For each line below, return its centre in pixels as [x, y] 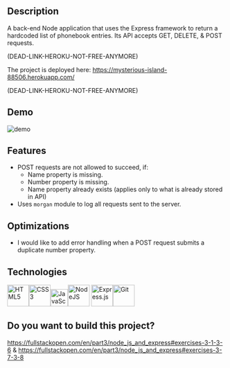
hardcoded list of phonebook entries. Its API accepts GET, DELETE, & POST [115, 35]
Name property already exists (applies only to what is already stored [125, 189]
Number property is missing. [68, 182]
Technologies [37, 272]
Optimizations [38, 226]
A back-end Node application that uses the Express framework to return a [113, 28]
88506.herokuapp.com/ [41, 77]
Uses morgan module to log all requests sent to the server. [99, 204]
